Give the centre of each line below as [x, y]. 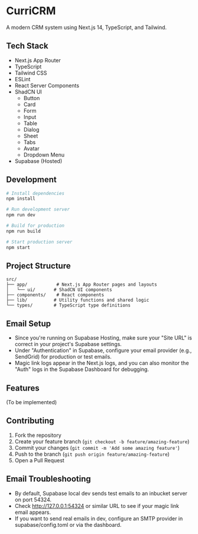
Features [23, 388]
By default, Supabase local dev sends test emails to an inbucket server [101, 493]
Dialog [31, 129]
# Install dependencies [35, 193]
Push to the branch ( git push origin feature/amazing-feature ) [92, 454]
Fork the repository [38, 435]
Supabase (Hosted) [38, 161]
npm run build [24, 231]
